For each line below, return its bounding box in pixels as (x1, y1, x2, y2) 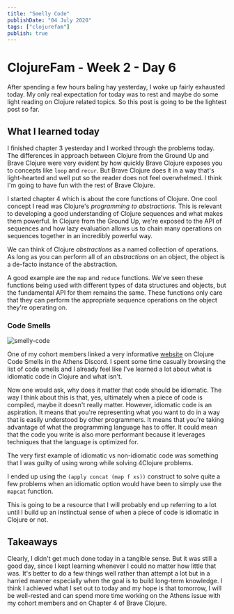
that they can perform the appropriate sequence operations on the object (7, 296, 218, 304)
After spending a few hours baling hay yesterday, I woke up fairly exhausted (7, 83, 225, 92)
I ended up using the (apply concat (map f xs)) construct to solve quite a (7, 472, 221, 481)
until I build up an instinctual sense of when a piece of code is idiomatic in (7, 508, 219, 517)
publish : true (7, 29, 49, 37)
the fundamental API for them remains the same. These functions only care (7, 288, 223, 297)
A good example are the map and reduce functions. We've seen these (7, 274, 203, 282)
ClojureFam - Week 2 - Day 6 (7, 60, 176, 75)
